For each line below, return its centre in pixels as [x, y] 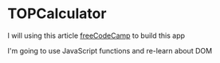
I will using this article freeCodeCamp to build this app [96, 35]
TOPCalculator [57, 14]
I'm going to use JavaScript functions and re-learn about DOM [110, 50]
